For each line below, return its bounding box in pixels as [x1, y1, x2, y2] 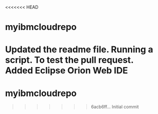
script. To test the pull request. [5, 54, 134, 66]
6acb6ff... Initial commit [91, 104, 139, 110]
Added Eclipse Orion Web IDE [5, 65, 128, 76]
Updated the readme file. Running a [5, 44, 154, 55]
